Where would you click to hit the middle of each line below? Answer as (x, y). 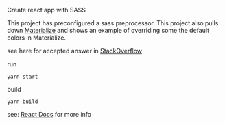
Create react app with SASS (46, 10)
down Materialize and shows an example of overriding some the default (108, 30)
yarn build (23, 102)
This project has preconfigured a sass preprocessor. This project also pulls (113, 23)
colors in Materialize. (37, 38)
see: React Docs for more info (49, 114)
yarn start (23, 77)
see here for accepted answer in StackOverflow (75, 51)
